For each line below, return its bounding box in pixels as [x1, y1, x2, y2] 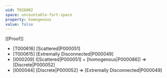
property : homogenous [5, 17, 52, 22]
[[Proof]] [5, 36, 24, 42]
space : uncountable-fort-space [5, 12, 72, 17]
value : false [5, 21, 33, 27]
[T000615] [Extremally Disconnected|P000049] [12, 51, 114, 57]
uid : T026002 [5, 7, 33, 13]
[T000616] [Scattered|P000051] [12, 45, 81, 51]
